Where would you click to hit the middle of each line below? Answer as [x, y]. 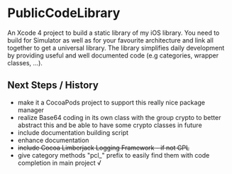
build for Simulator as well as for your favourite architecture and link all [111, 40]
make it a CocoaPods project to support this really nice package [111, 102]
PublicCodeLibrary [64, 13]
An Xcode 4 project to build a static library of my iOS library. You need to [114, 33]
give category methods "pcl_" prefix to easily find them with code [114, 155]
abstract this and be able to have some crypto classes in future [110, 125]
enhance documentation [53, 140]
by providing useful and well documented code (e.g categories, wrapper [113, 55]
